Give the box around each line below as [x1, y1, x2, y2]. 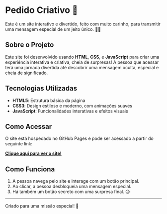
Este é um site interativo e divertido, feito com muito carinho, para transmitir [5, 21, 161, 27]
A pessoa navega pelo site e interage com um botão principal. [12, 178, 140, 184]
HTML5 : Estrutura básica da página [12, 97, 85, 104]
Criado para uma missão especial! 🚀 [5, 203, 79, 209]
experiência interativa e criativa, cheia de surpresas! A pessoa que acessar [5, 59, 159, 65]
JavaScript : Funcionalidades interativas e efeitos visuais [12, 108, 128, 114]
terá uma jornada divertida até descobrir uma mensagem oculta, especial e [5, 64, 159, 70]
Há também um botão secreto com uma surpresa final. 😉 [12, 189, 130, 195]
